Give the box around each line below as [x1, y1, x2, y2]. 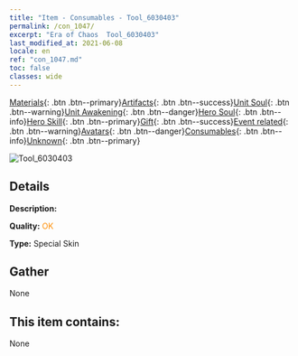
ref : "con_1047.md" [9, 55, 83, 64]
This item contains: [9, 314, 120, 330]
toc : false [9, 64, 51, 73]
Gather [9, 264, 50, 279]
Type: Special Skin [9, 238, 79, 248]
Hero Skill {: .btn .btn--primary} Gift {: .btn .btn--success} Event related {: [26, 116, 289, 126]
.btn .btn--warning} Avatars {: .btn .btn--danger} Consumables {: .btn [9, 126, 259, 136]
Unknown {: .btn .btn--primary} [26, 135, 141, 145]
